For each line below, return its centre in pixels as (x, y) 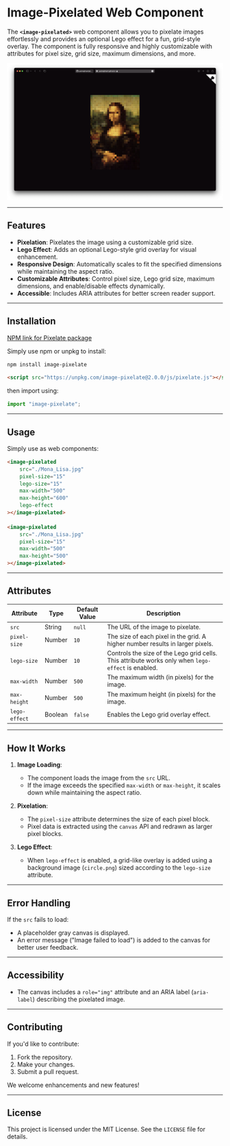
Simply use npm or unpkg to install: (57, 351)
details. (17, 1136)
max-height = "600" (44, 498)
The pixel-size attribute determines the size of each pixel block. (119, 819)
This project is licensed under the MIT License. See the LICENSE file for (106, 1130)
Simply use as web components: (53, 448)
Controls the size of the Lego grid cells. (162, 653)
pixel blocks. (45, 834)
